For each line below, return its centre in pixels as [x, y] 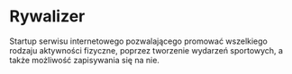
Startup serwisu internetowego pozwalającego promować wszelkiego [139, 41]
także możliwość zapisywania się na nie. [85, 60]
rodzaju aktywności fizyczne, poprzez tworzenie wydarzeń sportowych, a [146, 50]
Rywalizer [47, 16]
